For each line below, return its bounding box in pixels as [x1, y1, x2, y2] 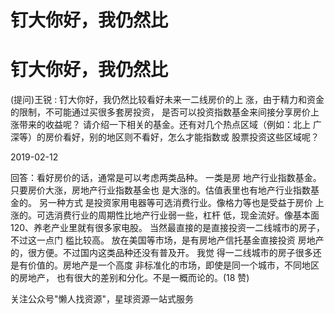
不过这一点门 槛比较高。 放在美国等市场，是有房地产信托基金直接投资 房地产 [10, 234, 325, 246]
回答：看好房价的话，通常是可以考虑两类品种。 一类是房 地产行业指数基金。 [10, 172, 322, 184]
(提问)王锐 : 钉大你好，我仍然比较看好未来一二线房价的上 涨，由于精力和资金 [10, 94, 325, 106]
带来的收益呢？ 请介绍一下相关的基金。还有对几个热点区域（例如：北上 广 [18, 119, 322, 131]
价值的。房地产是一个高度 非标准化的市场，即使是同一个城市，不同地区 [27, 259, 320, 271]
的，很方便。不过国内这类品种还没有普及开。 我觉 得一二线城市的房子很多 [10, 247, 313, 259]
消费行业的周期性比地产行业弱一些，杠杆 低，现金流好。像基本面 [53, 209, 320, 221]
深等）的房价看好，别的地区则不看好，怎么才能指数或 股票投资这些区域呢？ [10, 131, 320, 143]
